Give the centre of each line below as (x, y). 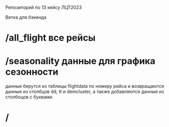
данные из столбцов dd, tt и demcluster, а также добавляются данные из (85, 92)
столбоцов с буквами (29, 97)
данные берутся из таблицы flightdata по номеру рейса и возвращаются (85, 86)
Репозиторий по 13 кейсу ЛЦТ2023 (44, 7)
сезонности (32, 72)
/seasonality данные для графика (80, 61)
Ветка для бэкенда (26, 17)
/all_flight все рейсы (50, 38)
